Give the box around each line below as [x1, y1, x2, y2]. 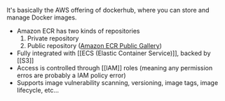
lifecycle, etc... [16, 86, 60, 94]
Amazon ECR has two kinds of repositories [16, 27, 140, 35]
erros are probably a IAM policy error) [16, 71, 127, 79]
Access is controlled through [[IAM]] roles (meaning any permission [16, 64, 213, 72]
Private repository [27, 34, 79, 42]
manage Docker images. [6, 13, 77, 22]
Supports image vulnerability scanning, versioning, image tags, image [16, 79, 219, 86]
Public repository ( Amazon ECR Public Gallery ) [27, 42, 163, 49]
